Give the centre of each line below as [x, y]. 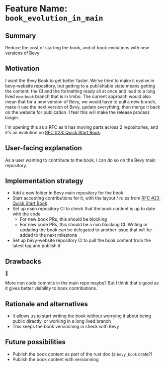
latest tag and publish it [36, 246]
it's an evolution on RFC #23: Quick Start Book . [53, 132]
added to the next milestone [48, 235]
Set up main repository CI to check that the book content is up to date [84, 209]
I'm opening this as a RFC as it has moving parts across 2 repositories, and [82, 127]
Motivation [22, 68]
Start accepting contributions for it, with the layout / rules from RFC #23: [86, 198]
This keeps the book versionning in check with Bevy [66, 327]
